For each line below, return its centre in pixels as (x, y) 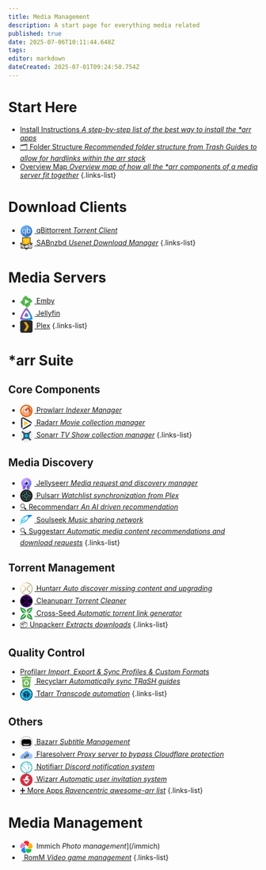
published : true (35, 33)
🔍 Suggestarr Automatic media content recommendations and (122, 532)
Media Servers (57, 277)
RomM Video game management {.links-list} (96, 857)
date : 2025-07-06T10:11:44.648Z (61, 42)
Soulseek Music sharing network (90, 520)
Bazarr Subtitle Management (83, 742)
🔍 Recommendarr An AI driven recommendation (99, 507)
